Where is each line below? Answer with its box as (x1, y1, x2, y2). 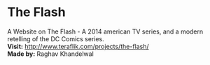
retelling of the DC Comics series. (7, 34, 105, 43)
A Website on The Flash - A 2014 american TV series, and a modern (7, 27, 204, 36)
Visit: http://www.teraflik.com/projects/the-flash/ (7, 42, 149, 50)
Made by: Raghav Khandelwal (7, 50, 94, 58)
